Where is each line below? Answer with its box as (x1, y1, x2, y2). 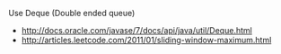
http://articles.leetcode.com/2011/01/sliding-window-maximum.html (21, 35, 272, 45)
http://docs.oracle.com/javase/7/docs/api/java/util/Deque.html (21, 25, 252, 35)
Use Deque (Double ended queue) (8, 8, 136, 18)
